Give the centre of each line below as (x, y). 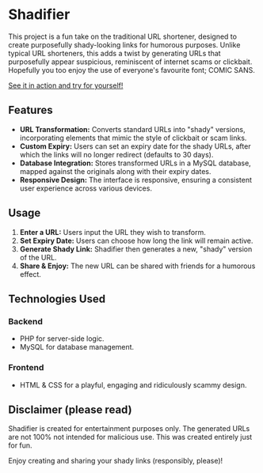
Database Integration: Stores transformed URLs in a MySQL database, (135, 163)
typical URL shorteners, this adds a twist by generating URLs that (114, 53)
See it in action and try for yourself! (66, 85)
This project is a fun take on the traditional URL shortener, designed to (123, 36)
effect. (30, 274)
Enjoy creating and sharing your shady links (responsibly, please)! (116, 461)
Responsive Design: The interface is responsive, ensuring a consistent (135, 180)
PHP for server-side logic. (62, 339)
